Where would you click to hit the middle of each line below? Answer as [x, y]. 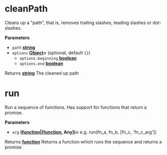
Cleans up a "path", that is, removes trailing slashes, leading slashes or [78, 23]
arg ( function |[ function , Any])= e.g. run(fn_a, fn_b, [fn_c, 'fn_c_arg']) [84, 132]
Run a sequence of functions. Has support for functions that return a [76, 107]
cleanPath [26, 9]
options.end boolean [41, 63]
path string [24, 47]
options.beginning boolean [48, 58]
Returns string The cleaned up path [42, 73]
